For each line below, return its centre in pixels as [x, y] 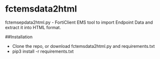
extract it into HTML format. [33, 27]
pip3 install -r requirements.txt [43, 51]
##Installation [19, 37]
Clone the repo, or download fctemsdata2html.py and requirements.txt [83, 46]
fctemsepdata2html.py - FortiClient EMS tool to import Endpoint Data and [79, 22]
